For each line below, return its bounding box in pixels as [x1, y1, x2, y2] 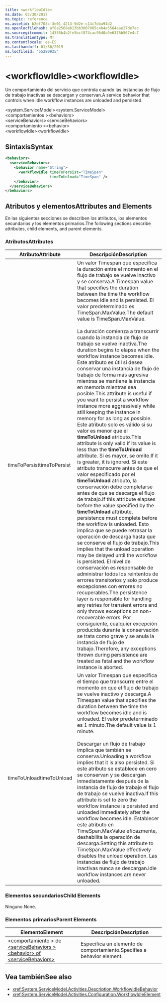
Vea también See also [5, 973, 72, 981]
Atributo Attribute [19, 251, 61, 258]
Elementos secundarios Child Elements [5, 892, 101, 899]
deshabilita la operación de [77, 834, 140, 841]
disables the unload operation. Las [77, 852, 158, 859]
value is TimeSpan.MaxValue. [77, 316, 146, 323]
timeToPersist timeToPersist [7, 461, 71, 468]
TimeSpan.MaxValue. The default [77, 309, 154, 316]
